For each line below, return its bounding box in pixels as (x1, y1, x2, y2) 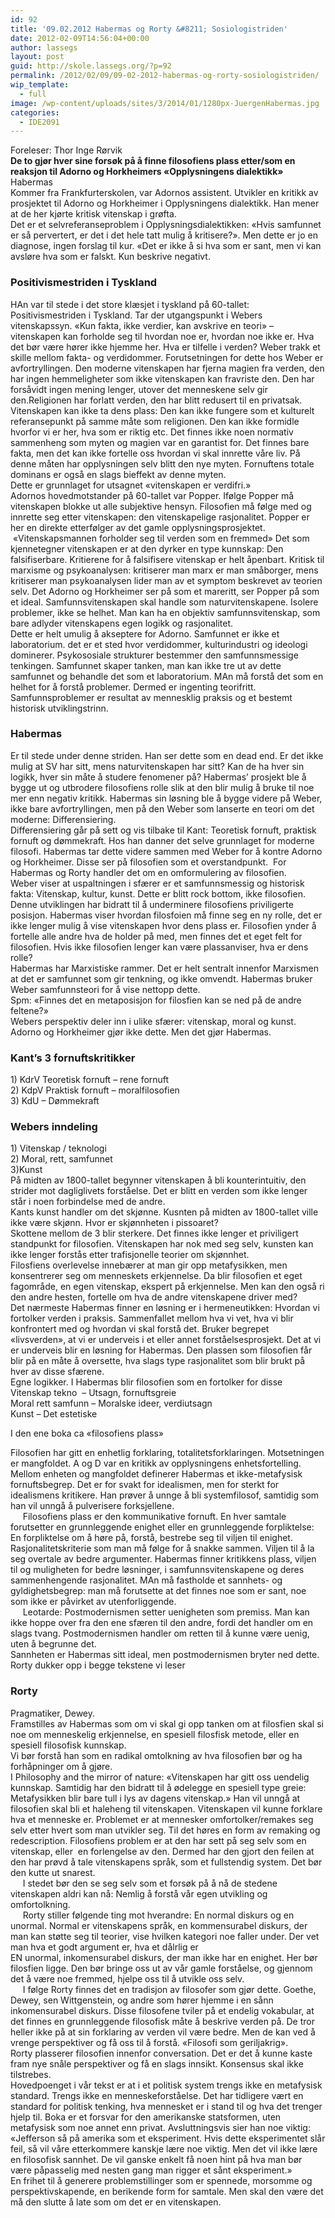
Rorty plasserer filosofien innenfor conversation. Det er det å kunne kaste (10, 2047, 313, 2059)
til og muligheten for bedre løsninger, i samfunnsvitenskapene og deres (10, 1564, 305, 1576)
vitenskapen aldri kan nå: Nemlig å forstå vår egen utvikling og (10, 1887, 268, 1900)
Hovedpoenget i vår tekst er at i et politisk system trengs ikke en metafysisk (10, 2079, 323, 2091)
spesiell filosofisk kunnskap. (10, 1739, 127, 1751)
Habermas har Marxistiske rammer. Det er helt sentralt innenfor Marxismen (10, 962, 319, 974)
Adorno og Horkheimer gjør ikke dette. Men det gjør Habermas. (10, 1026, 272, 1038)
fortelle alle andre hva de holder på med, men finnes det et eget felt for (10, 930, 303, 942)
